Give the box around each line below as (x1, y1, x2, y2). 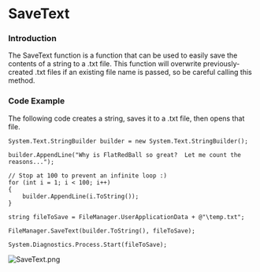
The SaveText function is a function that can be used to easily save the (8, 50, 238, 60)
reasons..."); (8, 158, 55, 166)
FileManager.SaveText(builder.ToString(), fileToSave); (8, 226, 195, 235)
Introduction (8, 33, 57, 44)
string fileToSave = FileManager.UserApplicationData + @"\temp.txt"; (8, 213, 245, 221)
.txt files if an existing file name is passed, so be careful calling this (35, 68, 252, 77)
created (8, 68, 34, 77)
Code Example (8, 95, 65, 106)
